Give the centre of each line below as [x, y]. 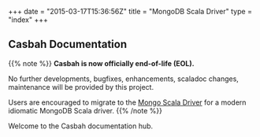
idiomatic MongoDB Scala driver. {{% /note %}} [85, 110]
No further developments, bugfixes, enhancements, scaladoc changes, [123, 79]
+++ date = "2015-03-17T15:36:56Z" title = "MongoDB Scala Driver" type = [130, 11]
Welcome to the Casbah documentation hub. [81, 126]
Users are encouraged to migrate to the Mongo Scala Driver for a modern [127, 102]
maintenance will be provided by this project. [81, 87]
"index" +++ [28, 20]
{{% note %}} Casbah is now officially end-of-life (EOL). [101, 63]
